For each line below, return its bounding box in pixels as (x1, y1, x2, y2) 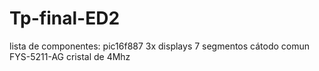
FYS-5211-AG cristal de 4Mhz (9, 50, 131, 62)
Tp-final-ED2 (9, 7, 121, 30)
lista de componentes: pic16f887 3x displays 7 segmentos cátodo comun (9, 40, 311, 52)
